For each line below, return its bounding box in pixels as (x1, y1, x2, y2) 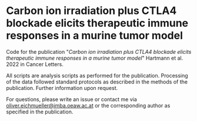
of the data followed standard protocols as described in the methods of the (6, 78, 188, 85)
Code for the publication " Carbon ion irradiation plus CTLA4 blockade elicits (6, 48, 192, 55)
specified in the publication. (6, 108, 74, 115)
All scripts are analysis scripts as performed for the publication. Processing (6, 72, 188, 79)
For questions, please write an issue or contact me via (6, 95, 137, 103)
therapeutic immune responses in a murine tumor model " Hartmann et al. (6, 54, 183, 61)
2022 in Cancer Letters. (6, 60, 64, 68)
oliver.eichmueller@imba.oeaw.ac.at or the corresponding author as (6, 102, 171, 109)
